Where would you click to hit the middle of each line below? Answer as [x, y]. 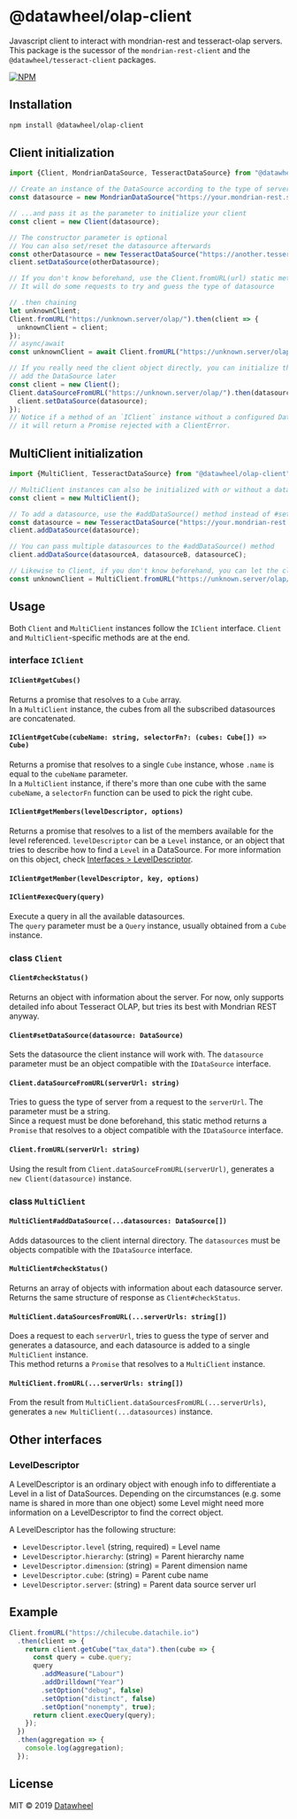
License [31, 1784]
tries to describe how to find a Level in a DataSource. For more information [145, 850]
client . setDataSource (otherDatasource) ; [85, 262]
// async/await [37, 344]
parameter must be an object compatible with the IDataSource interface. [140, 1064]
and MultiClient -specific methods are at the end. [99, 637]
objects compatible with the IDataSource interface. [101, 1249]
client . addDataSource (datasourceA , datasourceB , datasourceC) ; [128, 555]
